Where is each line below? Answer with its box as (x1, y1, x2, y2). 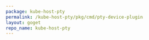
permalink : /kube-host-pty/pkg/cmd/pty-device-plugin (5, 14, 144, 20)
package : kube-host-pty (5, 8, 65, 15)
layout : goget (5, 19, 41, 25)
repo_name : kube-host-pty (5, 25, 70, 31)
